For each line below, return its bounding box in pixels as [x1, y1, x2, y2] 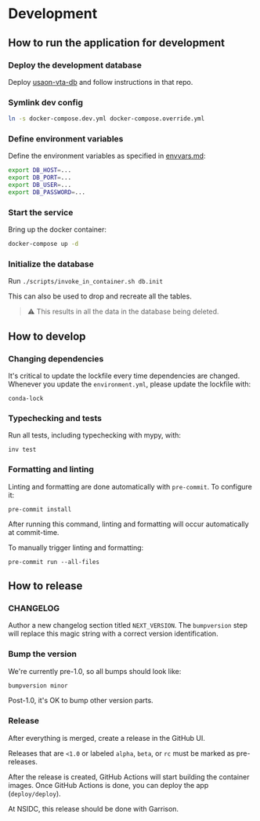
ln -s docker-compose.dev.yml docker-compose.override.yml [8, 115, 205, 123]
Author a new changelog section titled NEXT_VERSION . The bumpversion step [8, 621, 248, 630]
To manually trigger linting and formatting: [8, 543, 144, 552]
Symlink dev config [8, 97, 84, 108]
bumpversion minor [8, 681, 68, 690]
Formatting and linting [8, 464, 94, 475]
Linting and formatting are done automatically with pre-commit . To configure [8, 482, 252, 491]
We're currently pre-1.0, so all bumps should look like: [8, 666, 182, 676]
